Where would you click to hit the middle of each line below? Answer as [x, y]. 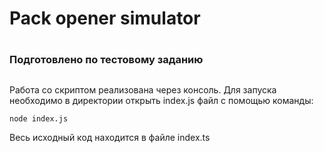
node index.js [39, 118]
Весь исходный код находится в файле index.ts [110, 137]
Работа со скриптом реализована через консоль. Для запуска [143, 89]
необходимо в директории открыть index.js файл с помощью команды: [161, 100]
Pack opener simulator [105, 18]
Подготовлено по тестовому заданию [106, 60]
